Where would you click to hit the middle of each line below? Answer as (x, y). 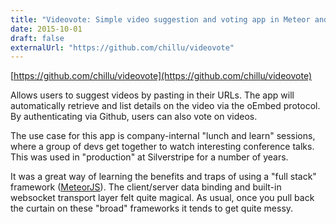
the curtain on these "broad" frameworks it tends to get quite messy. (152, 208)
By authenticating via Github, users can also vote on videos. (134, 117)
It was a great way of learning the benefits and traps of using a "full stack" (163, 177)
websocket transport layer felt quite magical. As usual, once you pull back (162, 198)
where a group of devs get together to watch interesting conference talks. (162, 147)
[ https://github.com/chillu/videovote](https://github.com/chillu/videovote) (161, 76)
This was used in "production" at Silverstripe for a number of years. (149, 157)
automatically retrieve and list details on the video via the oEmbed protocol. (165, 106)
